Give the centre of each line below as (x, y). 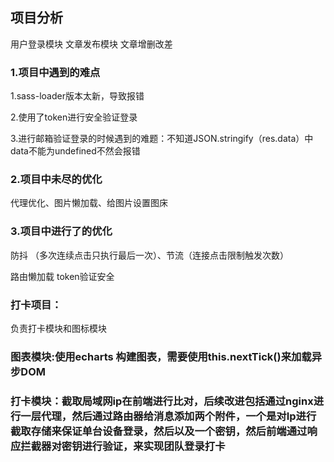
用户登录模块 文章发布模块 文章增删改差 (91, 44)
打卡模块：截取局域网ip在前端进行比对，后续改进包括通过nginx (162, 401)
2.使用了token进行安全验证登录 (74, 117)
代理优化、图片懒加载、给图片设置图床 (89, 203)
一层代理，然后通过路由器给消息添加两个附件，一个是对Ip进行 (168, 416)
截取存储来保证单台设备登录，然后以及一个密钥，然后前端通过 (159, 431)
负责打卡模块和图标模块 (58, 328)
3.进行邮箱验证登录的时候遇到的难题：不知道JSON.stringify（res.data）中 (162, 139)
